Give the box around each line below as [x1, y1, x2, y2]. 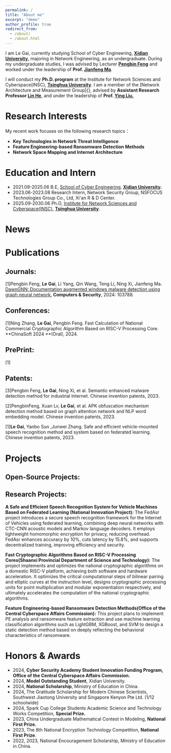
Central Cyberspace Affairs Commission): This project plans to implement [5, 610, 164, 617]
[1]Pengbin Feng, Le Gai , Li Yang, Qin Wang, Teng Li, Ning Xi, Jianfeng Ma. [5, 281, 162, 287]
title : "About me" [5, 12, 44, 17]
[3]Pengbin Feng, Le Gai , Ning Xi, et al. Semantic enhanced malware [5, 387, 150, 394]
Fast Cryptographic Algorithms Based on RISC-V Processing [5, 552, 136, 558]
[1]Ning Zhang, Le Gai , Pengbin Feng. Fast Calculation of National [5, 320, 143, 326]
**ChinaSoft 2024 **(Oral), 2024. [5, 331, 78, 337]
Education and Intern [5, 167, 96, 178]
